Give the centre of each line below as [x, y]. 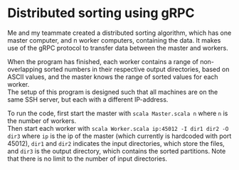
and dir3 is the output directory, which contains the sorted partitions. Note [117, 151]
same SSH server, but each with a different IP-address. [88, 99]
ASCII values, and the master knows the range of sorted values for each [113, 77]
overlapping [25, 69]
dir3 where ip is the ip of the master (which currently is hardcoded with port [119, 136]
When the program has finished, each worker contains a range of [103, 61]
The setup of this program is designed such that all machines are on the [113, 92]
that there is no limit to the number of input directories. [87, 159]
